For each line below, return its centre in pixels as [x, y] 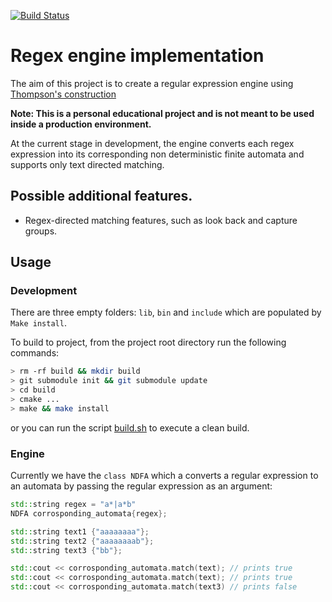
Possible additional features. [101, 196]
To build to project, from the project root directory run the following [148, 342]
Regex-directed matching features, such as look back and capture [161, 220]
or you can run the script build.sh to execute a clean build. [130, 427]
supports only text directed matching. [87, 164]
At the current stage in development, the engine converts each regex [152, 143]
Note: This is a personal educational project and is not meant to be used [162, 113]
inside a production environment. [81, 124]
